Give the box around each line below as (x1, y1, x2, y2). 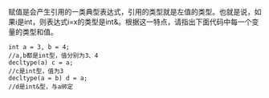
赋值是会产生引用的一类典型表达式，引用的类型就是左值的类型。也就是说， (8, 7, 255, 16)
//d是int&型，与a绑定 (8, 83, 74, 91)
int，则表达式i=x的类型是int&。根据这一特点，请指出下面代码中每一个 (23, 17, 252, 27)
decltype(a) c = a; (8, 59, 74, 67)
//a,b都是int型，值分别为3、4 (8, 51, 99, 59)
